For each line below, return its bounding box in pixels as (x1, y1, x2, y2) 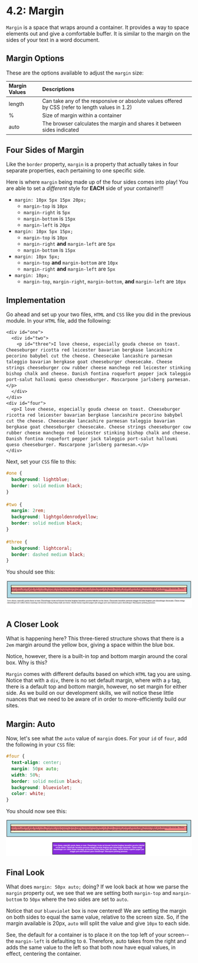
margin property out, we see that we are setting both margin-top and (6, 889, 172, 896)
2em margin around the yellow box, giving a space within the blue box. (6, 641, 175, 649)
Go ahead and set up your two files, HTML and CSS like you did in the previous (6, 311, 192, 318)
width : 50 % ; (11, 772, 41, 778)
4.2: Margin (6, 4, 64, 18)
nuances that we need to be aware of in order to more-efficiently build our (6, 695, 187, 703)
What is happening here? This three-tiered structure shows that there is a (6, 635, 184, 642)
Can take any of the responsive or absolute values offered (42, 97, 183, 104)
